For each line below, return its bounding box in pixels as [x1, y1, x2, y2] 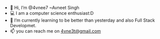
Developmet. [9, 23, 36, 28]
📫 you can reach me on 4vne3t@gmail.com [9, 28, 101, 34]
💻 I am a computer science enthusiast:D [9, 10, 94, 16]
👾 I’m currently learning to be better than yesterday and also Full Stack [9, 17, 155, 23]
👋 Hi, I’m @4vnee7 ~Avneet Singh [9, 5, 79, 10]
